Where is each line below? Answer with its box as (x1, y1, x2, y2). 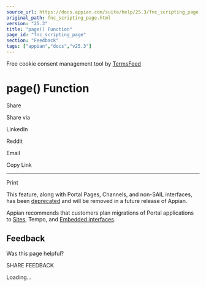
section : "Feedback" (6, 37, 59, 44)
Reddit (6, 137, 23, 145)
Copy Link (6, 161, 32, 169)
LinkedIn (6, 125, 28, 132)
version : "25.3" (6, 20, 48, 26)
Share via (6, 113, 31, 121)
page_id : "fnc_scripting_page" (6, 32, 86, 38)
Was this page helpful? (6, 250, 64, 257)
